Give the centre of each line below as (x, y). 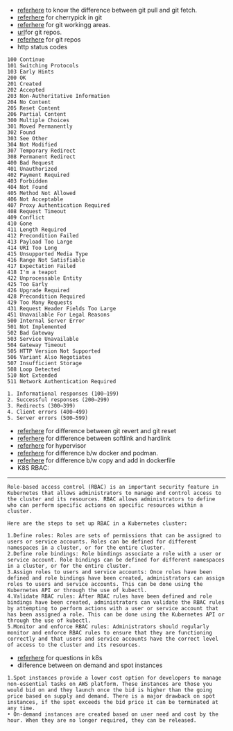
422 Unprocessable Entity (44, 278)
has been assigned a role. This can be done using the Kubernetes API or (116, 614)
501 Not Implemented (37, 327)
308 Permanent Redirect (42, 157)
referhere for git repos (49, 40)
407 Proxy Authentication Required (59, 205)
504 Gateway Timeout (37, 345)
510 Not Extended (32, 376)
